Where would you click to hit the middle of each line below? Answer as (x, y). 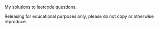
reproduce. (16, 22)
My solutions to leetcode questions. (41, 7)
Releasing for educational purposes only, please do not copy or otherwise (79, 16)
